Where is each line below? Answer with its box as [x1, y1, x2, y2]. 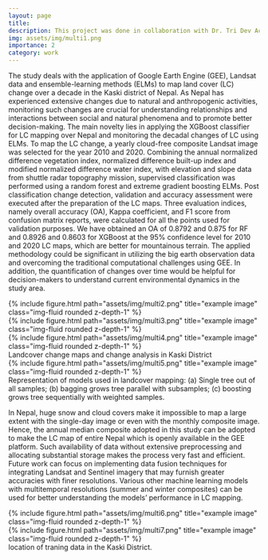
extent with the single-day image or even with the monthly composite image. [8, 417, 260, 426]
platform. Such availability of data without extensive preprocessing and [8, 442, 242, 451]
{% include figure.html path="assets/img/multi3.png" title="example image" [8, 316, 258, 325]
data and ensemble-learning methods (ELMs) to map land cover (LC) [8, 79, 235, 89]
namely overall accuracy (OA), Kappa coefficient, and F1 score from [8, 207, 231, 216]
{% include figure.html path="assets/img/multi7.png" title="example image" [8, 526, 257, 534]
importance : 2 [8, 42, 56, 50]
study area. [8, 283, 45, 293]
